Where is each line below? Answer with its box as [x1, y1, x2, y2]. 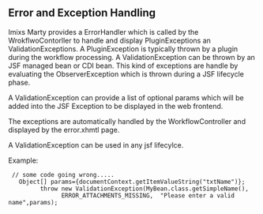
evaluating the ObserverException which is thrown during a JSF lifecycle [8, 69, 245, 78]
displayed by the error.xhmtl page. [8, 125, 120, 134]
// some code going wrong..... [11, 171, 115, 178]
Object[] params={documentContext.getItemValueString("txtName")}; [18, 178, 246, 186]
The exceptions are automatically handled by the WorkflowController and [8, 116, 246, 126]
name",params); [8, 198, 58, 206]
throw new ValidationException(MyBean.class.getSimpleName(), [39, 185, 249, 193]
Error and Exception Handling [8, 6, 156, 20]
